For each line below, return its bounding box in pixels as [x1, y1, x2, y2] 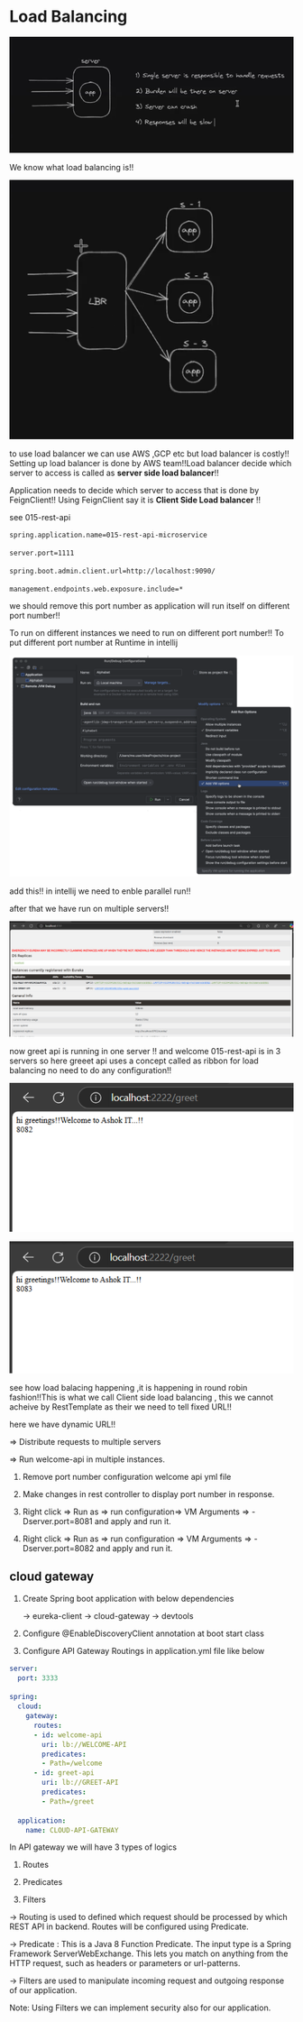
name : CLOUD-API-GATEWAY [25, 1825, 119, 1834]
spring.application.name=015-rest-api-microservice [9, 530, 207, 539]
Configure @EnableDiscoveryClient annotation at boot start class [22, 1628, 264, 1639]
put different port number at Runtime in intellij [9, 637, 179, 648]
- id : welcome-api [32, 1730, 103, 1740]
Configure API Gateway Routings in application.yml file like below [22, 1645, 265, 1656]
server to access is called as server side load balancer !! [9, 467, 219, 478]
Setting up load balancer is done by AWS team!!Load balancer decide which [9, 457, 292, 468]
